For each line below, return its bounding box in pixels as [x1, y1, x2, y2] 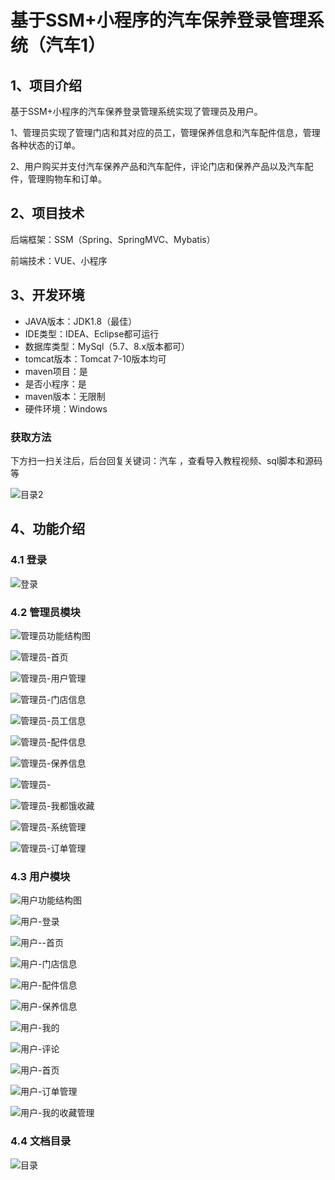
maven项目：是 [24, 365, 88, 377]
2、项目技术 [10, 205, 85, 222]
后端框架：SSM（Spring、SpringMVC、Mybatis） [10, 233, 216, 245]
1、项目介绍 [10, 77, 83, 94]
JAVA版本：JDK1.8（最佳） [24, 315, 138, 327]
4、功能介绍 [10, 521, 86, 538]
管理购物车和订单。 [27, 173, 107, 185]
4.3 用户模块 [10, 869, 71, 883]
